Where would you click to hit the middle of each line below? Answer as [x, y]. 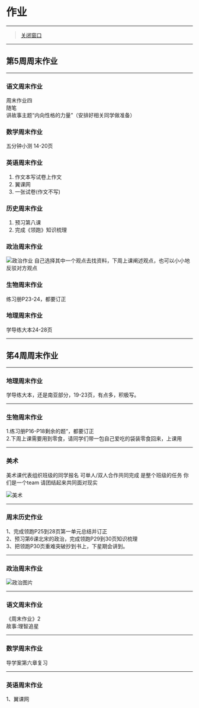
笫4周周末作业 [32, 356]
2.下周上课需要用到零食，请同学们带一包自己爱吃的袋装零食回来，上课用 [94, 439]
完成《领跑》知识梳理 [41, 230]
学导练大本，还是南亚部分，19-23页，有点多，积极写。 [73, 395]
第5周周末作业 [32, 61]
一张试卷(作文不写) [38, 192]
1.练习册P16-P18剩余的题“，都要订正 [50, 431]
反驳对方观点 [22, 268]
